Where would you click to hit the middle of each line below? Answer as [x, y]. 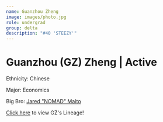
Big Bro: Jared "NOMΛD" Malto [44, 101]
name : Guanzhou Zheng [32, 11]
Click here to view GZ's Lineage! [45, 113]
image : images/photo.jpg [36, 17]
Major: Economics [28, 90]
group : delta [22, 28]
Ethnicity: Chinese [28, 79]
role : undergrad [26, 22]
